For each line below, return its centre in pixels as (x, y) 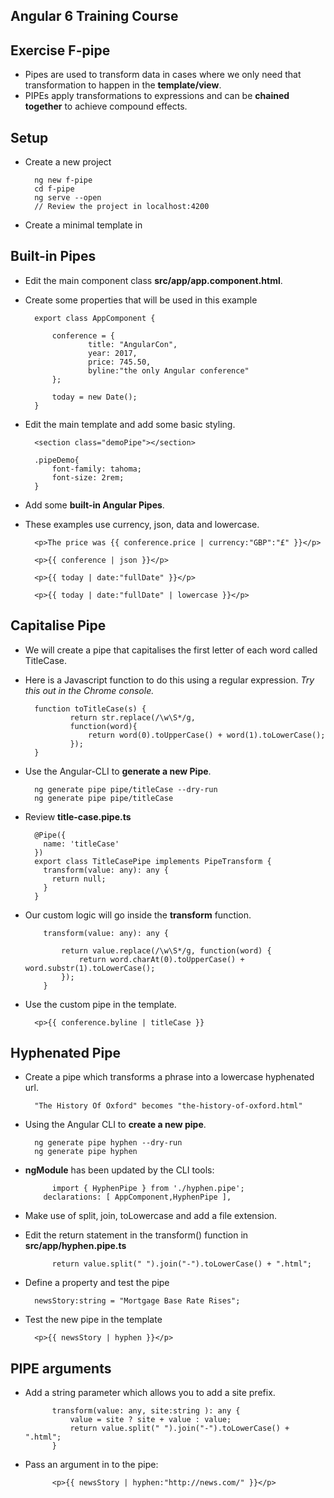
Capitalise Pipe (58, 625)
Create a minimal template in (83, 225)
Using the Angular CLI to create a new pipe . (115, 1125)
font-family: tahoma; (96, 469)
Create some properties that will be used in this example (141, 300)
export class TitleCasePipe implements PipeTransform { (153, 861)
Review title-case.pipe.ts (78, 816)
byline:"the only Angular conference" (169, 370)
